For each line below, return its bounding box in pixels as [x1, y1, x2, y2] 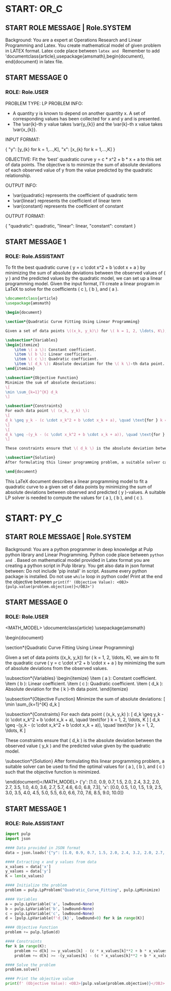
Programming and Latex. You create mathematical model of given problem [5, 42, 161, 48]
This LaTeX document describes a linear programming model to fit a [5, 478, 148, 484]
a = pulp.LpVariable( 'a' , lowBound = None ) [5, 901, 95, 906]
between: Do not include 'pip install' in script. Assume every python [5, 567, 147, 574]
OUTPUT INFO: [5, 182, 37, 188]
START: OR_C [5, 3, 63, 15]
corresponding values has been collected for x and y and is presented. [12, 115, 161, 121]
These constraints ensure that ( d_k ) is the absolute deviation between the [5, 737, 162, 744]
